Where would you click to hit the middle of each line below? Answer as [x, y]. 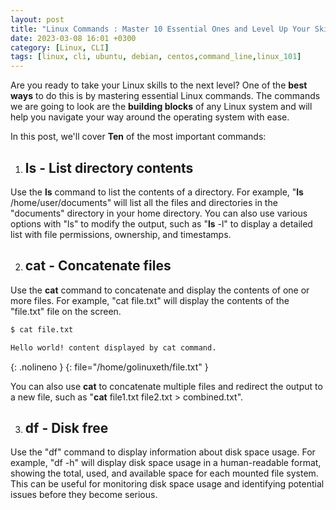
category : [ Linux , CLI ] [60, 47]
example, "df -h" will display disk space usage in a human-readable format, [166, 463]
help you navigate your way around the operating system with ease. [150, 117]
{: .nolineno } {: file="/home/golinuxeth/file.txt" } [109, 367]
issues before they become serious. [84, 495]
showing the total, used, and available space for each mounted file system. [164, 473]
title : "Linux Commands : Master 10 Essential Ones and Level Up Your [160, 29]
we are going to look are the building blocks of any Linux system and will [161, 107]
